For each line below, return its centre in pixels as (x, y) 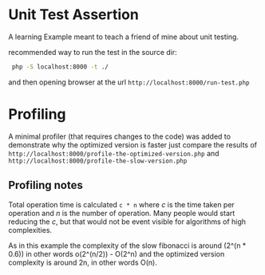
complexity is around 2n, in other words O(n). (83, 262)
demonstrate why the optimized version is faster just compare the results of (133, 144)
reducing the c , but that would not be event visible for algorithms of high (127, 222)
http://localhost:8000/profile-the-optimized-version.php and (114, 153)
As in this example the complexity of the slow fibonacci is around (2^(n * (127, 246)
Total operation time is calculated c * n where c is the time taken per (122, 204)
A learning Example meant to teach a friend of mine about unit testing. (124, 37)
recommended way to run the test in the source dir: (93, 52)
